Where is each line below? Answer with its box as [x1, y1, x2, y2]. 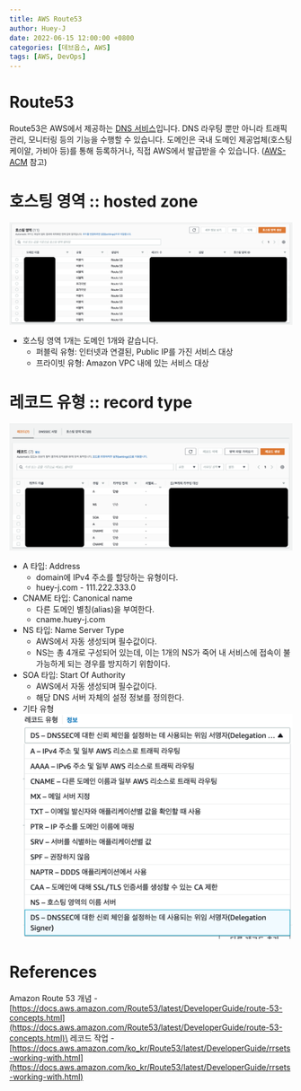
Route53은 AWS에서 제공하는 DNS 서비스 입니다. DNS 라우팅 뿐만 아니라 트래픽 [9, 123, 288, 134]
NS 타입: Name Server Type [22, 625, 125, 636]
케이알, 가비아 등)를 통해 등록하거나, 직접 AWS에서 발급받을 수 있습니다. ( [9, 145, 265, 156]
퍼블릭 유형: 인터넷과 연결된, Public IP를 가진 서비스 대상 [35, 346, 234, 356]
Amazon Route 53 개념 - [9, 992, 98, 1003]
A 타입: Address [22, 561, 81, 572]
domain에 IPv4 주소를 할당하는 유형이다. [35, 572, 179, 583]
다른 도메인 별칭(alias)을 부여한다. [35, 604, 155, 615]
